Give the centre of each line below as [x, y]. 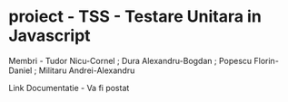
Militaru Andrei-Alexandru [87, 70]
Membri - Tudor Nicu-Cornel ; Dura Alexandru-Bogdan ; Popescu [130, 60]
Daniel [20, 70]
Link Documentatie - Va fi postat [69, 88]
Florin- [266, 60]
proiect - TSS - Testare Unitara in [135, 17]
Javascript [50, 36]
